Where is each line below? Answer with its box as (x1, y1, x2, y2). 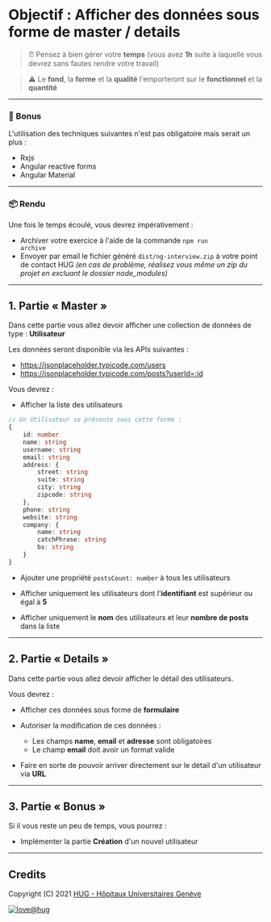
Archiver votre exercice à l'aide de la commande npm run (19, 236, 208, 245)
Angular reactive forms (19, 161, 97, 171)
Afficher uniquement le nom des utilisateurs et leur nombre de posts (19, 612, 249, 622)
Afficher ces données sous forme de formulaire (19, 704, 180, 715)
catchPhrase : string (37, 536, 106, 544)
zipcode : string (37, 490, 92, 499)
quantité (27, 82, 58, 92)
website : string (23, 513, 78, 521)
